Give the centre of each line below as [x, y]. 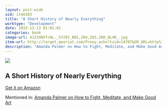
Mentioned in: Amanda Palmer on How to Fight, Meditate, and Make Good [81, 98]
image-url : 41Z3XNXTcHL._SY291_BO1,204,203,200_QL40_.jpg [66, 38]
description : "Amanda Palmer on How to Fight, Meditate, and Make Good [81, 47]
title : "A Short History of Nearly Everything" [55, 19]
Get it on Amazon [23, 88]
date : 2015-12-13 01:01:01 [33, 28]
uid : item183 [19, 14]
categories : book [23, 33]
